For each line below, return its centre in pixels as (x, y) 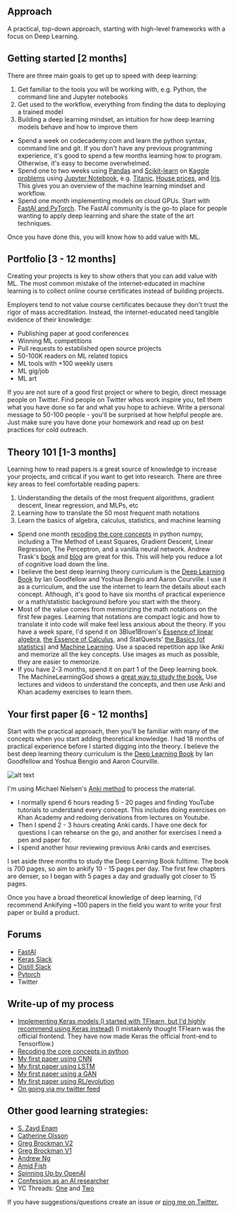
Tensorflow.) (36, 1043)
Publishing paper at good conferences (73, 333)
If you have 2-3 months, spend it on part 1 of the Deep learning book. (118, 669)
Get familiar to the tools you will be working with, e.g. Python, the (112, 89)
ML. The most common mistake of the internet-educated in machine (106, 284)
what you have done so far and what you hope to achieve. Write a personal (116, 407)
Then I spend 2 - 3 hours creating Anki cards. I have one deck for (112, 825)
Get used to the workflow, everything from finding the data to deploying (122, 104)
